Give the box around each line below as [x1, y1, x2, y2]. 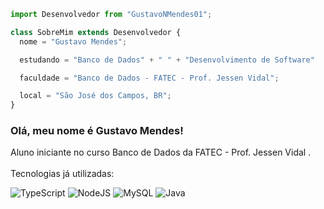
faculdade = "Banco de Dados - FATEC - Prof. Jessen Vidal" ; [19, 73, 280, 83]
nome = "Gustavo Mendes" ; [19, 36, 128, 47]
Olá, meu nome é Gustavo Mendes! [10, 124, 184, 138]
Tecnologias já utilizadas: [10, 168, 115, 180]
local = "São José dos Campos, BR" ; [19, 91, 172, 101]
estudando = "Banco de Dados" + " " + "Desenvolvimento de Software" [19, 55, 315, 65]
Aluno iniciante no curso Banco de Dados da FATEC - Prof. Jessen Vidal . [10, 146, 312, 159]
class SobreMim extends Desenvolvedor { [10, 27, 182, 37]
